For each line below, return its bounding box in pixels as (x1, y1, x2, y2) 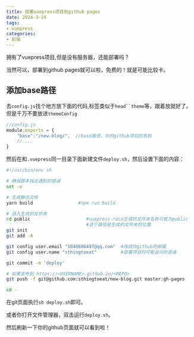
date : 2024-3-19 (6, 14, 46, 20)
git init (6, 227, 28, 233)
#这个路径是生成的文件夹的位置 (86, 222, 151, 228)
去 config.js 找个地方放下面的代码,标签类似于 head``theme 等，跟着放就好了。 (6, 102, 192, 109)
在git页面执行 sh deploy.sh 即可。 (6, 299, 86, 306)
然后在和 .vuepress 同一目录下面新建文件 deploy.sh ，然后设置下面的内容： (6, 156, 184, 163)
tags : (6, 20, 20, 26)
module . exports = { (6, 127, 55, 133)
